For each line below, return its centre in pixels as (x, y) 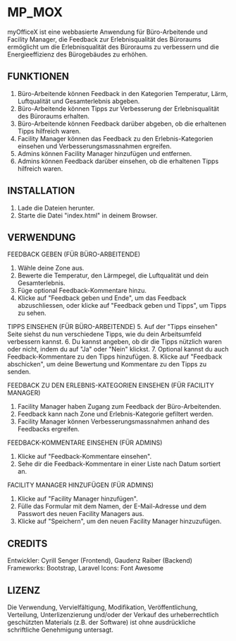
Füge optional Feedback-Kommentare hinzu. (82, 291)
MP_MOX (35, 12)
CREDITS (27, 543)
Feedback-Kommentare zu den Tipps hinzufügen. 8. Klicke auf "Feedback (115, 357)
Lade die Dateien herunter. (56, 208)
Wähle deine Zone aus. (51, 268)
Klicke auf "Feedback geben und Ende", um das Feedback (102, 298)
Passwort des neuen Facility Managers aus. (81, 514)
